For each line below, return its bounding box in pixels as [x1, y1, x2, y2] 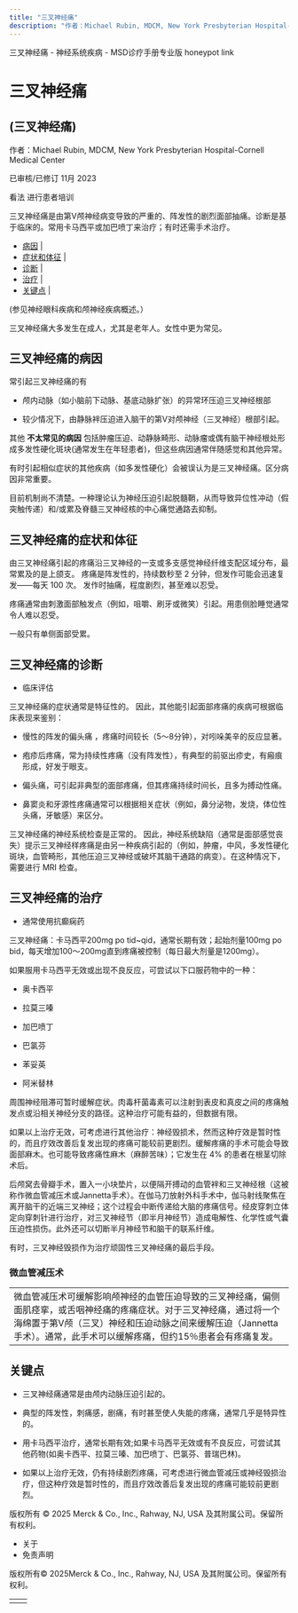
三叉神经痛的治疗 [9, 890, 103, 905]
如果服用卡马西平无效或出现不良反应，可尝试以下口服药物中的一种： [9, 964, 258, 975]
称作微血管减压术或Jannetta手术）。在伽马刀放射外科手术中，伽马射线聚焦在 [9, 1190, 286, 1200]
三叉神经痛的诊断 [9, 657, 103, 672]
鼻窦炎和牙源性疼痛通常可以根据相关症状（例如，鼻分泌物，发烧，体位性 [21, 798, 286, 809]
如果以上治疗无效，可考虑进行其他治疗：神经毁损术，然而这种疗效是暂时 [9, 1127, 273, 1137]
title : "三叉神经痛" [9, 12, 78, 22]
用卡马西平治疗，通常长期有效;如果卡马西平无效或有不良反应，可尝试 [21, 1437, 274, 1448]
